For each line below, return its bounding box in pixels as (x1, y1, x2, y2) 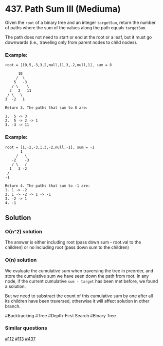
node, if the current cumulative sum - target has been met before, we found (5, 278, 158, 284)
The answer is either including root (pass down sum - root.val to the (5, 239, 141, 245)
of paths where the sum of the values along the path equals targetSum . (5, 24, 147, 30)
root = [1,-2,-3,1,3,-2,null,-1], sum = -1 (5, 145, 95, 150)
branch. (5, 303, 21, 309)
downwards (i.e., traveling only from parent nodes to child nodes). (5, 39, 138, 45)
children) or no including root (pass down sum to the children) (5, 244, 129, 250)
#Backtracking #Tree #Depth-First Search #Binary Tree (5, 312, 116, 318)
